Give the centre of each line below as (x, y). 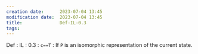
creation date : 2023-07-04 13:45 (54, 12)
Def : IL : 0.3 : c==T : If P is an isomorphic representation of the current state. (99, 45)
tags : (13, 28)
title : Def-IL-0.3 (46, 23)
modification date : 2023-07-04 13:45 (54, 17)
